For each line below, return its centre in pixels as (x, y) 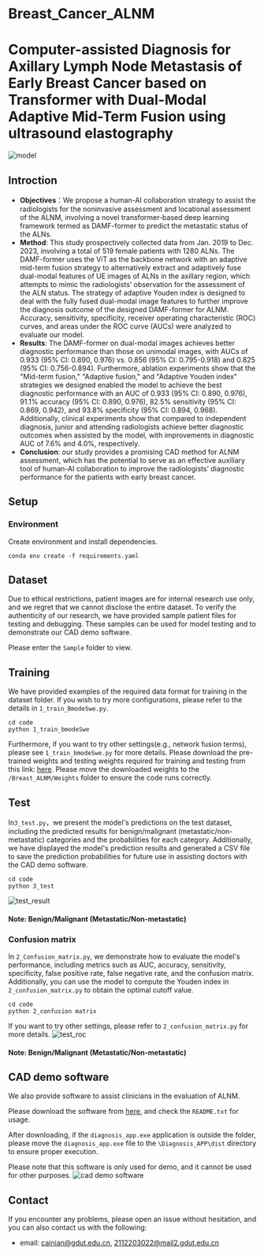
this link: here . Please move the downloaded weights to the (104, 769)
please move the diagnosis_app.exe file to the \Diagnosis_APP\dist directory (132, 1143)
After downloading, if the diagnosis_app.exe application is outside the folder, (132, 1135)
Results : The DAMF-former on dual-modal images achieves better (127, 343)
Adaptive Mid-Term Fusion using (117, 117)
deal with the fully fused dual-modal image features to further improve (134, 301)
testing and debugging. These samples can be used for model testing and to (132, 624)
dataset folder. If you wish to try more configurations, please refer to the (125, 700)
